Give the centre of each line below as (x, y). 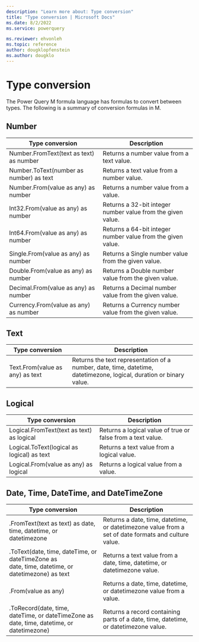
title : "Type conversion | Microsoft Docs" (61, 17)
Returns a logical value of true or (145, 430)
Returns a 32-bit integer (137, 204)
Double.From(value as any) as (51, 270)
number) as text (31, 178)
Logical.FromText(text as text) (51, 430)
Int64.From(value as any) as (48, 232)
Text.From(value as (36, 367)
